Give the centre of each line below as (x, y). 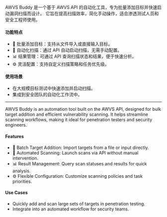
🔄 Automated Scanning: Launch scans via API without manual (75, 152)
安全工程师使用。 (23, 20)
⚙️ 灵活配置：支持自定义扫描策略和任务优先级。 (61, 64)
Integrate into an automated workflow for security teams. (71, 209)
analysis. (21, 171)
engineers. (16, 125)
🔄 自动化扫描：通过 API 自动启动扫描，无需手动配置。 (67, 50)
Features (14, 136)
